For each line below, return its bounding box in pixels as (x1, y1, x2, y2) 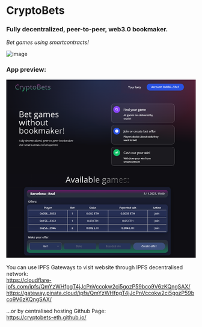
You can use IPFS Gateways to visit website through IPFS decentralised (6, 264, 183, 271)
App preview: (6, 66, 46, 74)
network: (6, 270, 29, 278)
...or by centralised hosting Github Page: (6, 308, 106, 315)
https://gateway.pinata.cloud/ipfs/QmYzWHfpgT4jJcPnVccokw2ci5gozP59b (6, 290, 195, 297)
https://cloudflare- (6, 276, 52, 284)
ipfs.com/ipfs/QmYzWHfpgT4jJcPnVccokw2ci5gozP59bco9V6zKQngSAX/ (6, 283, 191, 290)
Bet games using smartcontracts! (6, 39, 89, 46)
